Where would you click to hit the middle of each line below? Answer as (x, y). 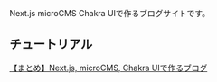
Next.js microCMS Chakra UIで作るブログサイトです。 (110, 13)
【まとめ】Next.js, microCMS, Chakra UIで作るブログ (108, 68)
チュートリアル (51, 45)
